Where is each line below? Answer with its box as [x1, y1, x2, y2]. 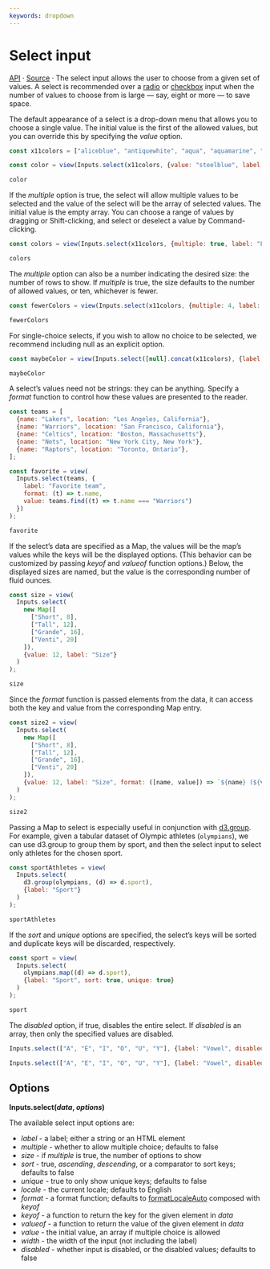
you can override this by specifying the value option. [9, 131, 183, 141]
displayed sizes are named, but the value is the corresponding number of [9, 567, 251, 576]
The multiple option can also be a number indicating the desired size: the [9, 268, 250, 278]
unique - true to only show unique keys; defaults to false [20, 1177, 208, 1186]
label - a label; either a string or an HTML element [20, 1134, 186, 1144]
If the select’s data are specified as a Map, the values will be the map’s [9, 541, 242, 551]
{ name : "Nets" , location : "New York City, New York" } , [16, 437, 204, 446]
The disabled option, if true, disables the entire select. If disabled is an [9, 1020, 242, 1030]
